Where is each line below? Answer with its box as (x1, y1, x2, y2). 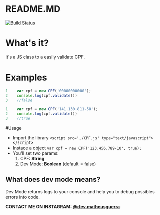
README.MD (5, 3, 61, 15)
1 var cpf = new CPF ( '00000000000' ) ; (5, 88, 92, 93)
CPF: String (20, 156, 45, 162)
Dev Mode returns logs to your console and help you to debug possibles (5, 188, 155, 194)
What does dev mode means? (5, 175, 101, 184)
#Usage (5, 125, 22, 131)
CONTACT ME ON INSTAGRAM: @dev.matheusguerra (5, 203, 120, 209)
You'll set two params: (12, 150, 59, 156)
